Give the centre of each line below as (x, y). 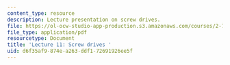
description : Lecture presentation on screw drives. (84, 20)
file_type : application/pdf (47, 32)
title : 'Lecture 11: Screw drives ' (59, 45)
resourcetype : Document (41, 39)
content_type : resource (41, 13)
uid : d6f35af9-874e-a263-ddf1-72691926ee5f (70, 51)
